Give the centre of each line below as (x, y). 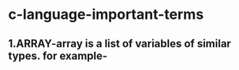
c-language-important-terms (106, 15)
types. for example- (58, 55)
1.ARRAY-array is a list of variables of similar (119, 44)
